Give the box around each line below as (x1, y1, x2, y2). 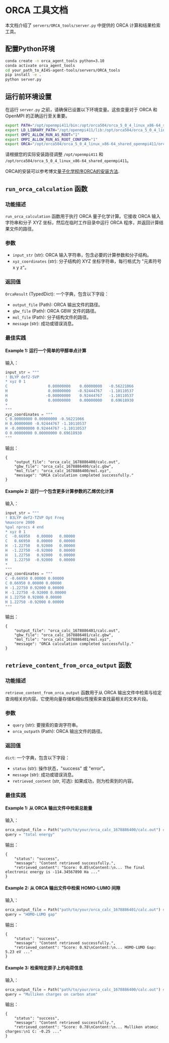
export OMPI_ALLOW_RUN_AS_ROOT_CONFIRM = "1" (5, 137, 98, 142)
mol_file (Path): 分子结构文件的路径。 (12, 314, 92, 320)
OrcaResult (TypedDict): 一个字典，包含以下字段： (5, 290, 109, 297)
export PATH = (5, 123, 33, 128)
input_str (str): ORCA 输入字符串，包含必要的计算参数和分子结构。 (12, 252, 152, 258)
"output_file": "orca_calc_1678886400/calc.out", (14, 459, 121, 465)
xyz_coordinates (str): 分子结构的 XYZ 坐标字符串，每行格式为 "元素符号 (12, 258, 162, 264)
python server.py (5, 77, 42, 82)
